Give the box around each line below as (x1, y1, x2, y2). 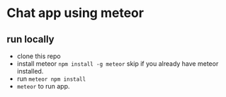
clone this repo (16, 52, 61, 60)
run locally (6, 33, 55, 45)
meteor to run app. (16, 82, 70, 90)
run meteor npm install (16, 74, 86, 83)
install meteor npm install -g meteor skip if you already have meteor (16, 59, 219, 68)
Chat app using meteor (6, 5, 145, 21)
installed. (16, 67, 44, 75)
